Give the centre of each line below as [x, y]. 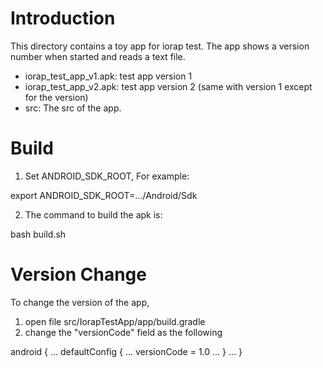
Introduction [63, 18]
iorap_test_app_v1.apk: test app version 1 [108, 76]
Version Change [78, 274]
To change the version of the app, [80, 302]
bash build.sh [38, 234]
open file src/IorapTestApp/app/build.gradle [115, 321]
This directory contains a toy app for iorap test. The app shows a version [160, 46]
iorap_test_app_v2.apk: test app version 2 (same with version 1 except [168, 86]
